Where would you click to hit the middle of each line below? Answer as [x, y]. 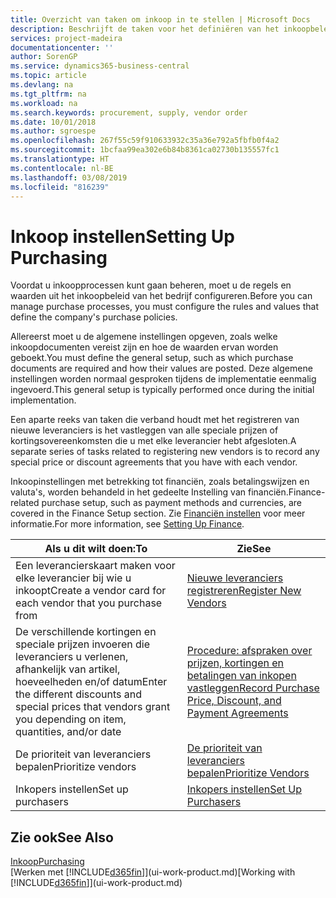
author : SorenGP [44, 57]
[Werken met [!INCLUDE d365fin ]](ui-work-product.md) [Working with [153, 872]
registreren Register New [244, 591]
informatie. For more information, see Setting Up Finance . [127, 524]
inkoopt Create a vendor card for [91, 591]
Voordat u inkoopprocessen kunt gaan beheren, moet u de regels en [151, 285]
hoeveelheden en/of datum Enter [91, 682]
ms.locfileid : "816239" [60, 187]
